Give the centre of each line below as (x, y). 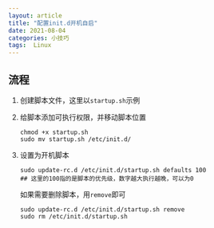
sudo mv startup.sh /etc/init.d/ (75, 139)
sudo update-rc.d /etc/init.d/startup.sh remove (102, 209)
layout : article (35, 16)
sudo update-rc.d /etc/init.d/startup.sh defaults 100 (113, 170)
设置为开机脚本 (44, 155)
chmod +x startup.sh (54, 132)
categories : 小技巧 (39, 38)
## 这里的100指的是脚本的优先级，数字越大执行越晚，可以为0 (107, 179)
